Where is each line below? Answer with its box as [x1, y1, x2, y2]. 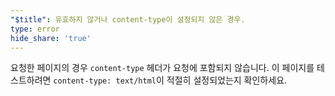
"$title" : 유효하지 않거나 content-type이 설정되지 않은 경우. [10, 14, 246, 25]
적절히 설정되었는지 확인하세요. [166, 74, 288, 86]
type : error [10, 24, 60, 34]
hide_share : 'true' [10, 33, 92, 43]
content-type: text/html [53, 76, 157, 86]
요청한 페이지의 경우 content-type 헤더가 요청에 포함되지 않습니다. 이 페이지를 [10, 62, 315, 74]
